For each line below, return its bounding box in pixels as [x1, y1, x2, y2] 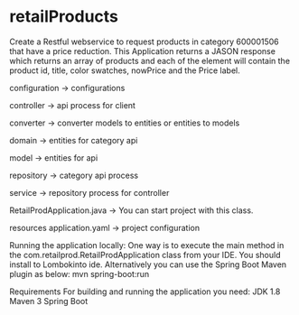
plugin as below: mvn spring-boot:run [9, 268, 150, 279]
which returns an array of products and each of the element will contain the [9, 55, 291, 66]
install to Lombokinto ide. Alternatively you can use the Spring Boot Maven [9, 259, 287, 270]
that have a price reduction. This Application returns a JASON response [9, 45, 276, 56]
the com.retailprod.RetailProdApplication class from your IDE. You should [9, 249, 281, 260]
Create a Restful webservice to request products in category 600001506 [9, 36, 280, 47]
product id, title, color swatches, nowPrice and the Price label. [9, 65, 241, 76]
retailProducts [9, 6, 119, 27]
